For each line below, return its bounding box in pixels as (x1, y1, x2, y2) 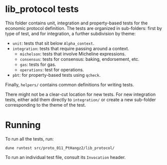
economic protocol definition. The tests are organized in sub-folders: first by (5, 25, 162, 31)
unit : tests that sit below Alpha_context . (12, 40, 95, 46)
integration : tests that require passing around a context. (12, 45, 130, 51)
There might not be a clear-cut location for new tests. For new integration (5, 91, 156, 97)
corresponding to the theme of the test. (5, 102, 86, 108)
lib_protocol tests (5, 3, 79, 15)
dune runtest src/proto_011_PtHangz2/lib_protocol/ (5, 146, 115, 151)
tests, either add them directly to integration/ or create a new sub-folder (5, 96, 156, 103)
